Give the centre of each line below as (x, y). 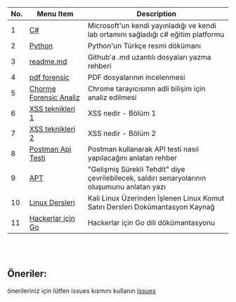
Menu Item (55, 14)
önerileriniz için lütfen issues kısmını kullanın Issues (81, 291)
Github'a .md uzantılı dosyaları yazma (149, 57)
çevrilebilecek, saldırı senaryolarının (147, 178)
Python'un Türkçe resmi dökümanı (144, 46)
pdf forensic (50, 77)
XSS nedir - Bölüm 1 (122, 113)
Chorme (42, 89)
